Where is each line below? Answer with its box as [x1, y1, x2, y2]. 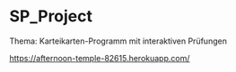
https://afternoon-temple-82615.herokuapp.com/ [9, 52, 190, 63]
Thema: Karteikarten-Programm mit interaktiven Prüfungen [9, 36, 227, 46]
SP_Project [9, 6, 92, 27]
